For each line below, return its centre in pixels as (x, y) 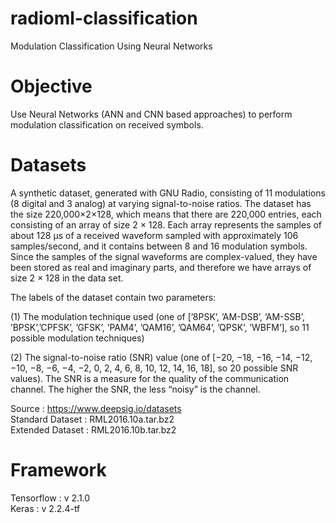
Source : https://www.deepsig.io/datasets (96, 408)
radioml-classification (104, 18)
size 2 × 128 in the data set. (67, 278)
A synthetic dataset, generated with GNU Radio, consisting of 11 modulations (168, 193)
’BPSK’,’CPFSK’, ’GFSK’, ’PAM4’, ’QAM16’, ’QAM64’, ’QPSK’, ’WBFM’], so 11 (160, 327)
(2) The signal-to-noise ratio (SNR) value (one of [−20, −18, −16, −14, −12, (161, 357)
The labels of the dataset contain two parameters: (113, 297)
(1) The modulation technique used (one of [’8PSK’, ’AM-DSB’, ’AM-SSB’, (157, 316)
